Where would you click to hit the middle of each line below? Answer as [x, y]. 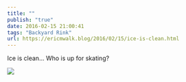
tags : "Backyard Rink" [39, 32]
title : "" [21, 13]
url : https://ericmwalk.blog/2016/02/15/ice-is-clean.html [93, 39]
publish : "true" [30, 20]
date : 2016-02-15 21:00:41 [46, 26]
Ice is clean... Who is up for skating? [58, 58]
